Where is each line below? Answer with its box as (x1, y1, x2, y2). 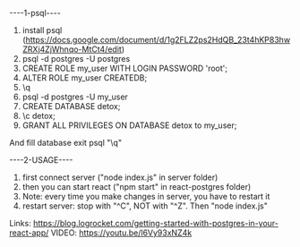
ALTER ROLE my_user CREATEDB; (21, 72, 148, 83)
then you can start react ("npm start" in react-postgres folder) (21, 182, 252, 192)
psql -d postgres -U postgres (21, 54, 131, 64)
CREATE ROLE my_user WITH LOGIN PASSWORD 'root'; (21, 63, 228, 73)
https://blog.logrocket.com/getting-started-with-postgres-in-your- (32, 218, 279, 228)
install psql (21, 25, 63, 35)
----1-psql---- (9, 8, 61, 18)
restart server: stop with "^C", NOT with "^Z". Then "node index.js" (21, 200, 269, 211)
